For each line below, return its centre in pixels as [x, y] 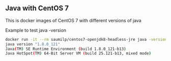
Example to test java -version [36, 30]
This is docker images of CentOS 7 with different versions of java [73, 20]
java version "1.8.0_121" [33, 44]
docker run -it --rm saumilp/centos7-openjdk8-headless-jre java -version [86, 39]
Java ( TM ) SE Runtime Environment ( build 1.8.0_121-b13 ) [66, 49]
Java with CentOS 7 [37, 8]
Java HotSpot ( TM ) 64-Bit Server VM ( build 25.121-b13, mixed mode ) [78, 53]
